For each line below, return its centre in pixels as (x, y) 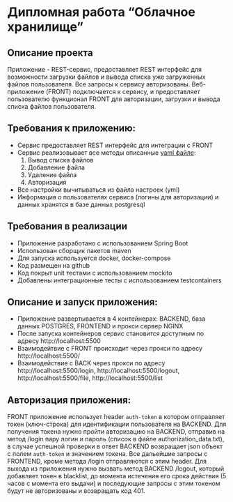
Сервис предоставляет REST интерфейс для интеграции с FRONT (115, 145)
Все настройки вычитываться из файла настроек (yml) (98, 190)
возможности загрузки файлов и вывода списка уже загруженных (106, 77)
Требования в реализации (67, 226)
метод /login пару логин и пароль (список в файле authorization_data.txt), (116, 439)
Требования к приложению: (71, 129)
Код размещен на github (54, 265)
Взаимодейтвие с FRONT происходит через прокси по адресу (110, 349)
